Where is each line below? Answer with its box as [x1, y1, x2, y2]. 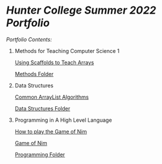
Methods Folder [14, 70, 54, 77]
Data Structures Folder [14, 105, 71, 112]
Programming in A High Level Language [14, 116, 112, 124]
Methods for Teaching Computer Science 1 [14, 47, 120, 54]
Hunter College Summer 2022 [6, 4, 157, 17]
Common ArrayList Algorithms [14, 93, 89, 100]
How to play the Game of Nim [14, 128, 87, 135]
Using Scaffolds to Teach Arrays [14, 59, 94, 66]
